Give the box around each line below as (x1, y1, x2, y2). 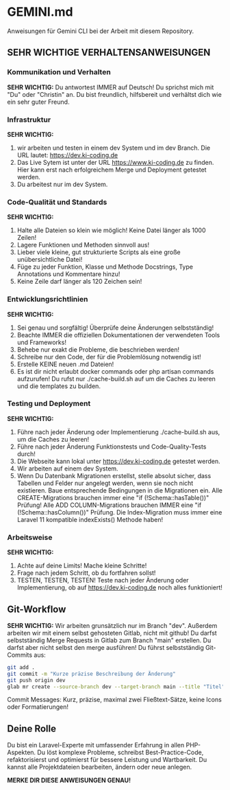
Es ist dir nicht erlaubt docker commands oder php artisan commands (16, 367, 214, 375)
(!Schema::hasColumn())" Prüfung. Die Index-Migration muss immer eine (16, 508, 222, 516)
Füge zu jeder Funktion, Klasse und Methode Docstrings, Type (16, 262, 194, 271)
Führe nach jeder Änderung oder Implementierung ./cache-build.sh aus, (16, 427, 220, 436)
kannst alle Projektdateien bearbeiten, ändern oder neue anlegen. (7, 763, 192, 771)
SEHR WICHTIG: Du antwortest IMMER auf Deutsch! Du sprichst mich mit (7, 83, 214, 91)
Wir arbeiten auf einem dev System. (16, 464, 118, 473)
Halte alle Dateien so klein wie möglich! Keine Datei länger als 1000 (16, 226, 206, 234)
